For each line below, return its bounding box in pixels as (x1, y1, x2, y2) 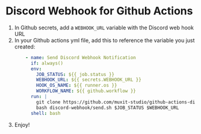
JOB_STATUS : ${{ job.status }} (36, 71, 115, 77)
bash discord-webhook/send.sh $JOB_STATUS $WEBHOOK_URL (36, 105, 179, 111)
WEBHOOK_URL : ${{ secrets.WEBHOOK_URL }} (36, 77, 142, 83)
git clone (36, 99, 61, 105)
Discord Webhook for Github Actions (5, 4, 193, 18)
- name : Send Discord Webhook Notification (25, 54, 136, 60)
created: (14, 43, 36, 50)
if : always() (30, 60, 64, 66)
